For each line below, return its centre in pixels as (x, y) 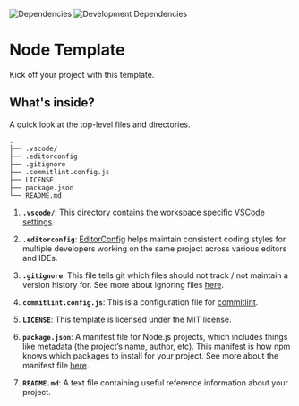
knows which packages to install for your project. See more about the (150, 355)
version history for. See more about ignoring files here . (123, 284)
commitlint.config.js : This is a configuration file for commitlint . (140, 302)
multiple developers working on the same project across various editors (154, 248)
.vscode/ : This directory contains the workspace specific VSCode (144, 212)
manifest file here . (56, 365)
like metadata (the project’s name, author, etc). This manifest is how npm (156, 346)
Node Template (67, 50)
